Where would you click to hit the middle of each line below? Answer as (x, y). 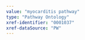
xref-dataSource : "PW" (34, 28)
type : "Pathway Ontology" (38, 17)
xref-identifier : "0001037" (40, 22)
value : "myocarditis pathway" (43, 11)
